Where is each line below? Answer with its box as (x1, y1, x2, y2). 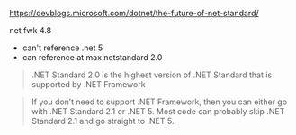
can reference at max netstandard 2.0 (22, 52, 163, 62)
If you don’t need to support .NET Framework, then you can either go (31, 96, 288, 107)
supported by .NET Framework (31, 79, 146, 89)
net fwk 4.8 (9, 25, 52, 35)
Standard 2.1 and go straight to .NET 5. (31, 116, 175, 126)
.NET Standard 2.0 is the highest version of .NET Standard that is (31, 69, 273, 80)
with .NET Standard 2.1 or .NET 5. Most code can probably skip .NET (31, 106, 285, 116)
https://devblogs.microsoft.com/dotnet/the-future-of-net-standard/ (9, 8, 259, 18)
